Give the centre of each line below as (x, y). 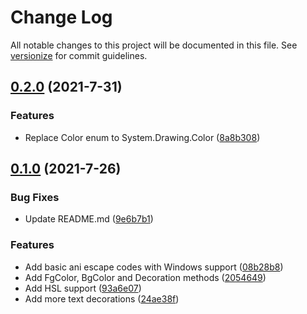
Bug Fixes (35, 197)
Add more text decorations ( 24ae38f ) (102, 298)
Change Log (61, 17)
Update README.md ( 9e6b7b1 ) (89, 219)
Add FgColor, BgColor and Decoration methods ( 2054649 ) (145, 277)
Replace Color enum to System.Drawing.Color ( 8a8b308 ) (142, 137)
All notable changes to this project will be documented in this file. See (154, 45)
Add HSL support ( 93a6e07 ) (83, 288)
